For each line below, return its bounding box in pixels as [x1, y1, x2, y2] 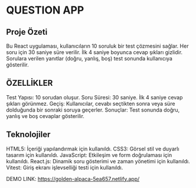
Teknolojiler [6, 130, 51, 140]
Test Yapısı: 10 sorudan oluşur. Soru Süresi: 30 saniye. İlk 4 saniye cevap [6, 93, 183, 100]
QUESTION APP [6, 4, 84, 17]
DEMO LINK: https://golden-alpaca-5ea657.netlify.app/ [6, 175, 140, 182]
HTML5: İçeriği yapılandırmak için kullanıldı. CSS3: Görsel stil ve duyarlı [6, 145, 179, 152]
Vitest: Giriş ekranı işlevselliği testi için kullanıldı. [6, 164, 123, 171]
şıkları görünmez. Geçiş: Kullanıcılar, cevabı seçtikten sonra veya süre [6, 100, 175, 107]
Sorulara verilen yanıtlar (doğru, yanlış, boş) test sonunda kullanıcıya [6, 55, 173, 62]
